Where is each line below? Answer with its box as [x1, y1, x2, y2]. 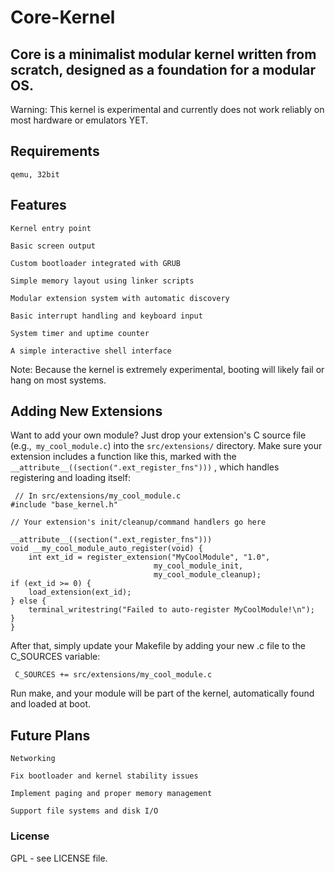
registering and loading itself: [10, 472, 131, 484]
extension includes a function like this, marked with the [10, 451, 237, 463]
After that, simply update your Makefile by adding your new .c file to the [10, 640, 306, 652]
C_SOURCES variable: [10, 651, 101, 663]
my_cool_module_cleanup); [153, 570, 262, 580]
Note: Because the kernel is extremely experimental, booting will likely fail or [10, 363, 325, 375]
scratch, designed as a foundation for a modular [10, 61, 317, 78]
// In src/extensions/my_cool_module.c [14, 491, 182, 501]
